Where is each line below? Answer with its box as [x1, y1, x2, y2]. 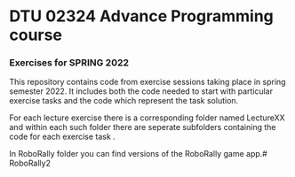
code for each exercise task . [9, 131, 116, 142]
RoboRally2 [9, 158, 52, 169]
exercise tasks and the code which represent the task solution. [9, 96, 239, 106]
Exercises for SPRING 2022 [9, 57, 130, 69]
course [9, 25, 62, 45]
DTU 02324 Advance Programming [9, 6, 274, 27]
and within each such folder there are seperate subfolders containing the [9, 122, 276, 133]
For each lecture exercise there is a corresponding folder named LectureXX [9, 112, 286, 123]
